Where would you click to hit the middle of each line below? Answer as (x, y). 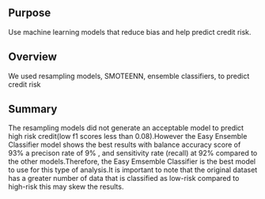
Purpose (30, 13)
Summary (33, 109)
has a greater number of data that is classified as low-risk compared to (124, 178)
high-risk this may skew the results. (66, 187)
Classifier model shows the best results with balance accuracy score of (125, 145)
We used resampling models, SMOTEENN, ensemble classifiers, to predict (129, 76)
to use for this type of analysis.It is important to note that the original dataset (133, 170)
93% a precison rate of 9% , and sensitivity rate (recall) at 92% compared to (133, 153)
